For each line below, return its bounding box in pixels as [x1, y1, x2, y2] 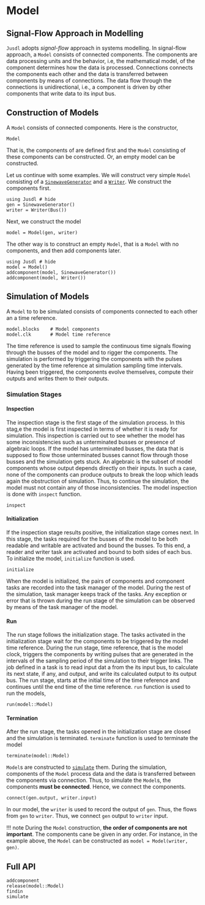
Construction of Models [6, 108, 99, 118]
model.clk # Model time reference [6, 331, 111, 338]
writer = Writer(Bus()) [6, 206, 67, 213]
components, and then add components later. [6, 246, 121, 254]
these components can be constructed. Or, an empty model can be [6, 153, 176, 160]
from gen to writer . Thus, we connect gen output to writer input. [6, 812, 168, 820]
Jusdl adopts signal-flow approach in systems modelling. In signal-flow [6, 44, 187, 51]
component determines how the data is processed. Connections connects [6, 64, 193, 71]
